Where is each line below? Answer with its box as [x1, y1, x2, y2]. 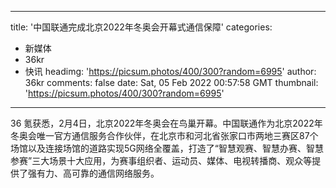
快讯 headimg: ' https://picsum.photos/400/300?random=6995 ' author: [24, 66, 317, 77]
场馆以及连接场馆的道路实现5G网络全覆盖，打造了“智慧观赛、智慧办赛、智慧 [10, 142, 324, 154]
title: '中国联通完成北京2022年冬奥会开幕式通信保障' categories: [10, 21, 273, 33]
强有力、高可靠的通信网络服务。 [27, 167, 160, 179]
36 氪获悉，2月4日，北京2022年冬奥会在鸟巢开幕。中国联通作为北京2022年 [10, 117, 323, 129]
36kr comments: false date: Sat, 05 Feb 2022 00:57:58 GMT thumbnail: [24, 77, 319, 88]
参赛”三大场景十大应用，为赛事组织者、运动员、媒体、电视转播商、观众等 [10, 155, 313, 166]
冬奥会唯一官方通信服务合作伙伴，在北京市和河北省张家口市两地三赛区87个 [10, 130, 319, 141]
